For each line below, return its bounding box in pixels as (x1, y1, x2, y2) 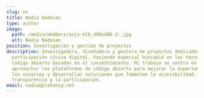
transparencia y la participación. (12, 77, 102, 83)
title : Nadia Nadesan (6, 15, 61, 21)
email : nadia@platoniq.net (6, 83, 75, 89)
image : (6, 26, 23, 32)
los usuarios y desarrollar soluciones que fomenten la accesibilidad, (12, 71, 197, 77)
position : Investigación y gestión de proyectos (6, 43, 132, 49)
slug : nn (6, 9, 29, 15)
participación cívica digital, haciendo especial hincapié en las (12, 54, 183, 60)
